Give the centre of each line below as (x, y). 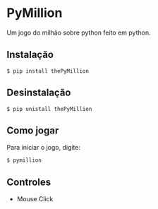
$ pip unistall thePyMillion (49, 109)
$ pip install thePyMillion (48, 71)
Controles (29, 182)
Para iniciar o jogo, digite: (44, 148)
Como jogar (33, 130)
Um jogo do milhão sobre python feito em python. (79, 32)
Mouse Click (35, 199)
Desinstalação (39, 93)
